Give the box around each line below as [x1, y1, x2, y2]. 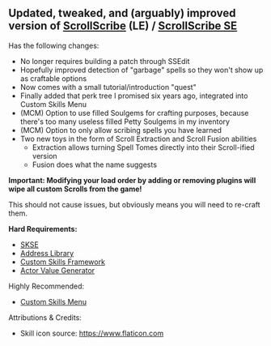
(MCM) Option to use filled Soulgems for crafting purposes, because [19, 108, 249, 117]
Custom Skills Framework [19, 257, 105, 267]
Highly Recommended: [8, 281, 85, 291]
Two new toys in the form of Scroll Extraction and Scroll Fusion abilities [19, 134, 257, 143]
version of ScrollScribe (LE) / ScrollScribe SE [8, 19, 238, 33]
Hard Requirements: [8, 224, 78, 233]
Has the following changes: [8, 41, 100, 50]
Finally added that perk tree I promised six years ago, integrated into [19, 91, 248, 100]
